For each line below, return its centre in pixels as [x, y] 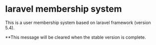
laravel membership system [64, 9]
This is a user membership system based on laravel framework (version [78, 22]
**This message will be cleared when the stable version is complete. [76, 37]
